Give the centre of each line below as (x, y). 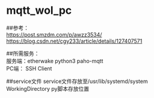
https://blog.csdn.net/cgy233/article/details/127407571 (74, 41)
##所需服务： (23, 53)
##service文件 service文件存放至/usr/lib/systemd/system (77, 81)
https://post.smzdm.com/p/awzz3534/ (54, 34)
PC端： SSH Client (29, 68)
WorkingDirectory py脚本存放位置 (48, 88)
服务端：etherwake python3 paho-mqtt (55, 61)
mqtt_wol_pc (39, 11)
